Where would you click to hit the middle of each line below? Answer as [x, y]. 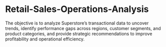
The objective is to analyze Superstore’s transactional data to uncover [77, 23]
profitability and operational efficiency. [45, 39]
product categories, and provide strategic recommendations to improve [79, 33]
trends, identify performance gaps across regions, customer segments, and [83, 28]
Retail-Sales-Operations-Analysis [77, 9]
